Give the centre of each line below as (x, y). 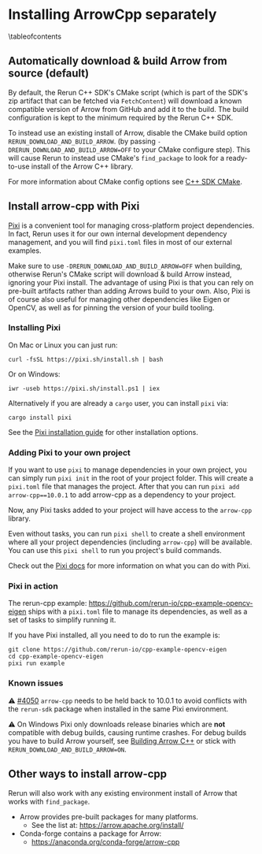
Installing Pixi (35, 328)
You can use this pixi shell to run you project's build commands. (115, 551)
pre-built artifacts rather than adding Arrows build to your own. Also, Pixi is (129, 291)
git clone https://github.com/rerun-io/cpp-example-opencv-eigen (117, 650)
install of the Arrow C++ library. (82, 166)
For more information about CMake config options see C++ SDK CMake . (125, 181)
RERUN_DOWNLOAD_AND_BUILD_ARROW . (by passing (82, 141)
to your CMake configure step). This (192, 149)
